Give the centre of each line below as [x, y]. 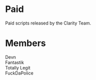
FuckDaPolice [19, 73]
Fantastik [14, 62]
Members [25, 43]
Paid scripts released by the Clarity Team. [48, 23]
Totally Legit [18, 67]
